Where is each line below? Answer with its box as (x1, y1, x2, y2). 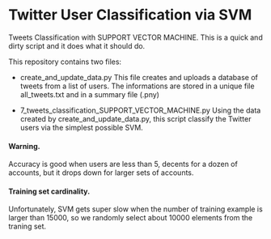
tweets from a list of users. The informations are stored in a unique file (19, 81, 255, 91)
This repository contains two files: (8, 57, 122, 66)
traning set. (8, 221, 47, 232)
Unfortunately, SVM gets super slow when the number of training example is (8, 204, 263, 214)
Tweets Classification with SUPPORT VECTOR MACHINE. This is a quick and (8, 32, 263, 42)
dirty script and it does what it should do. (8, 41, 146, 50)
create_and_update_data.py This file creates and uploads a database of (19, 72, 259, 82)
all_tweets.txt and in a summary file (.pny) (19, 89, 160, 99)
